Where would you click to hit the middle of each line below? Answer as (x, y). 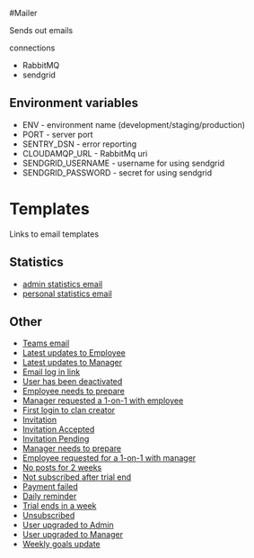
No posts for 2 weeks (62, 468)
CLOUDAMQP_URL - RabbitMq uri (85, 153)
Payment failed (50, 487)
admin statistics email (62, 283)
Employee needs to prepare (74, 391)
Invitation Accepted (58, 429)
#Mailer (23, 13)
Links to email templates (54, 234)
